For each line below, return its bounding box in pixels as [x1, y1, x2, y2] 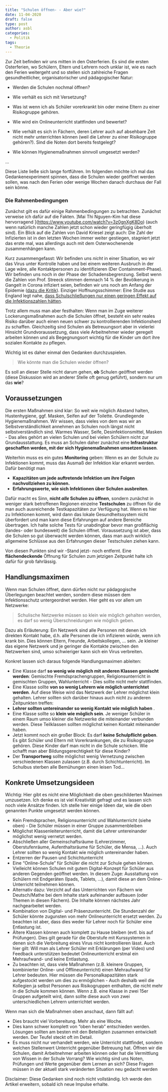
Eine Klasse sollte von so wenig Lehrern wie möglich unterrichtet [12, 684, 149, 690]
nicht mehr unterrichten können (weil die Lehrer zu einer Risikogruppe [12, 134, 157, 140]
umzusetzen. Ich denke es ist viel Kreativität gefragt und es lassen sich [5, 797, 151, 803]
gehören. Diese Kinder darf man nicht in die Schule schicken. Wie [12, 743, 148, 749]
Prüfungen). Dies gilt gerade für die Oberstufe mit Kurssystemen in [12, 935, 150, 941]
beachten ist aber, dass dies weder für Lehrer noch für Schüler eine [12, 919, 152, 925]
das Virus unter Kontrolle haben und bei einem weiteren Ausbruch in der [5, 261, 154, 267]
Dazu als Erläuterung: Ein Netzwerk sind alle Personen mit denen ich [5, 627, 146, 633]
